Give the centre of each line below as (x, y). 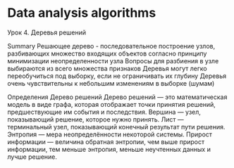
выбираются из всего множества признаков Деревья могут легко (107, 68)
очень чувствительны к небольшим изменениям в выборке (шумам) (111, 83)
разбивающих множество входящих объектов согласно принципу (107, 53)
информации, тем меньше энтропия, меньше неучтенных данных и (109, 149)
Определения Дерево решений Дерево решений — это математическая (117, 97)
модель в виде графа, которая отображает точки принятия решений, (112, 104)
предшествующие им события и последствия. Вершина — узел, (104, 112)
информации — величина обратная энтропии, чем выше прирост (106, 141)
